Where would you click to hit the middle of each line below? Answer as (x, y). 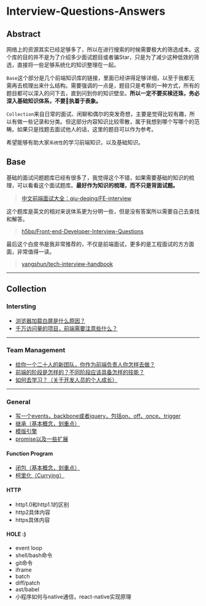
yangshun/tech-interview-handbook (67, 264)
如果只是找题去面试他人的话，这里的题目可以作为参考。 (87, 129)
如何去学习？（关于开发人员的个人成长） (66, 379)
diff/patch (28, 583)
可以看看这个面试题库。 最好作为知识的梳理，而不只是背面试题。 (97, 185)
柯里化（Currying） (40, 476)
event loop (29, 548)
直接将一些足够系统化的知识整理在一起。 (68, 65)
